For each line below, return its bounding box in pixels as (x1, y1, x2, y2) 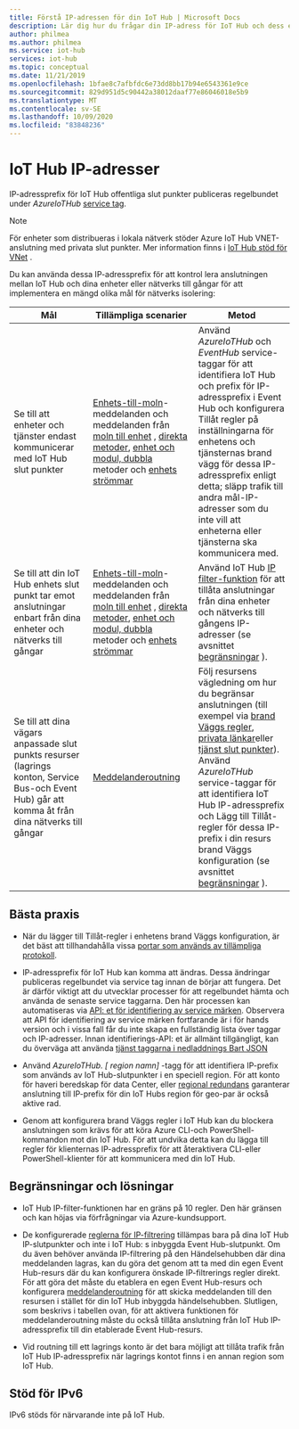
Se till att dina (13, 715, 70, 727)
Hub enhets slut (13, 578, 80, 590)
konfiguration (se (198, 854, 270, 866)
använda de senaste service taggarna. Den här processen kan (21, 995, 251, 1006)
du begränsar (198, 687, 255, 700)
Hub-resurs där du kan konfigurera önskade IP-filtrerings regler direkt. (21, 1267, 280, 1277)
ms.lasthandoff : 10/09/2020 (9, 112, 114, 121)
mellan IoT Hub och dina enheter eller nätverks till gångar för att (9, 278, 243, 289)
